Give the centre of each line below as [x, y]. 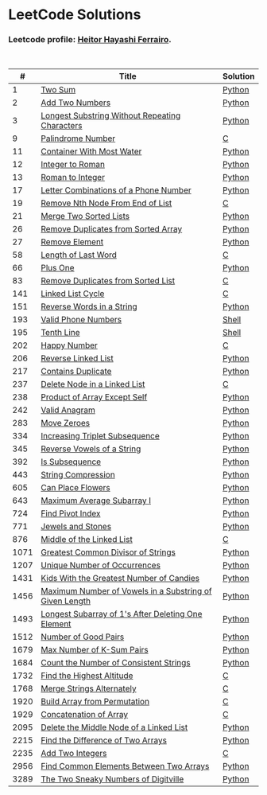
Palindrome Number [78, 138]
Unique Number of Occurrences [101, 565]
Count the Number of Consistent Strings [116, 663]
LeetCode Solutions [75, 15]
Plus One [58, 268]
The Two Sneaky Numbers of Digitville [112, 779]
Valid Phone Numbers [81, 320]
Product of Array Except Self [94, 397]
